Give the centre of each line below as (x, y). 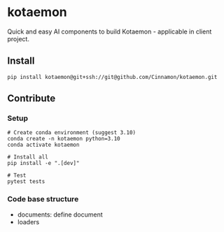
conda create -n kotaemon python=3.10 (64, 139)
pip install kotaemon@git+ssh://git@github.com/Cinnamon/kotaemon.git (112, 77)
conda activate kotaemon (43, 145)
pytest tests (26, 182)
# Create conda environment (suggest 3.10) (72, 133)
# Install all (28, 157)
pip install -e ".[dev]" (43, 164)
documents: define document (60, 215)
